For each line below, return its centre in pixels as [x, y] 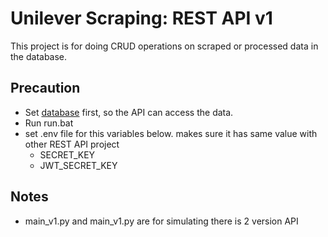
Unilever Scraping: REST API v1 [141, 18]
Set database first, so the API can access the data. [129, 112]
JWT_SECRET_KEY [78, 165]
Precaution [45, 88]
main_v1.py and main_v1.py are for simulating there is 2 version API [161, 221]
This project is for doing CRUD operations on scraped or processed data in [164, 46]
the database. [39, 56]
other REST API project [72, 144]
